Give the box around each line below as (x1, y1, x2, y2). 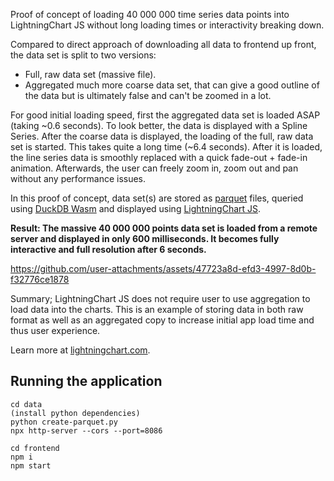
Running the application (10, 373, 163, 390)
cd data (10, 399, 43, 409)
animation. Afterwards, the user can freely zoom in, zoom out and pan (10, 162, 299, 174)
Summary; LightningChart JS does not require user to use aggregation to (10, 293, 311, 304)
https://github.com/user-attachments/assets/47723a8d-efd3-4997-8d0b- (10, 263, 317, 274)
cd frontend (10, 443, 60, 453)
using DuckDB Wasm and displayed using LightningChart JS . (10, 203, 262, 214)
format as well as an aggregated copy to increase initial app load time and (10, 314, 315, 326)
